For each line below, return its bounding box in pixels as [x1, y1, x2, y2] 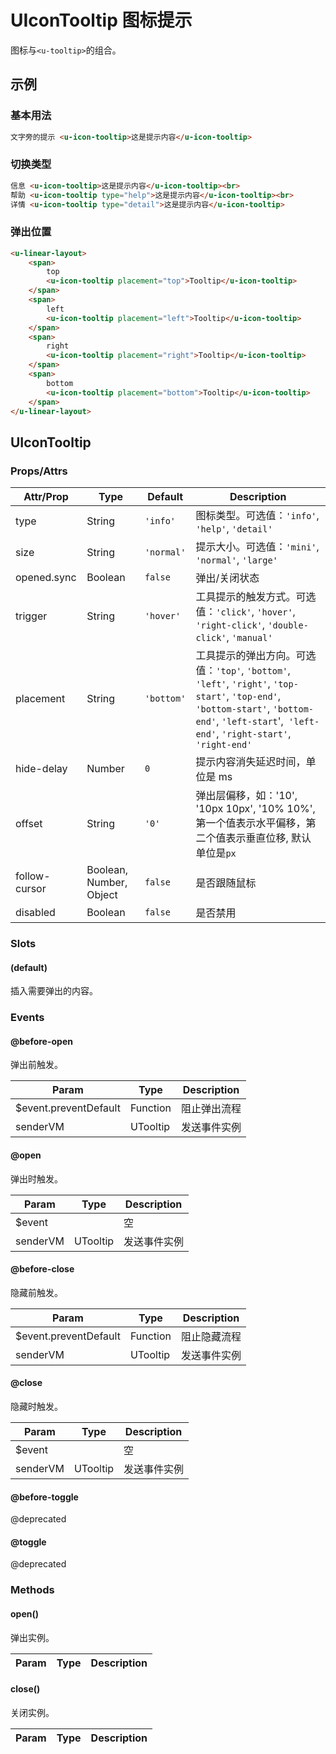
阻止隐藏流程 [181, 1329, 242, 1343]
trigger [15, 609, 48, 623]
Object [86, 888, 118, 902]
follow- [15, 869, 51, 883]
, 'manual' [226, 631, 273, 645]
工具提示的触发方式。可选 [195, 590, 317, 604]
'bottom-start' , [195, 702, 271, 716]
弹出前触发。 [10, 1059, 63, 1071]
